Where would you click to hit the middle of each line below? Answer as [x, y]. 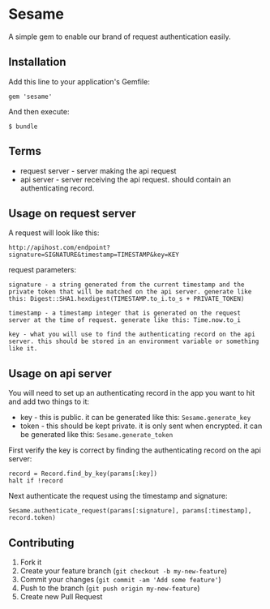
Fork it [31, 562]
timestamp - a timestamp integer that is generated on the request [125, 313]
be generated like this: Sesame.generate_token [96, 435]
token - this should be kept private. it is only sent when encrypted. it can [141, 426]
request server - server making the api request [98, 170]
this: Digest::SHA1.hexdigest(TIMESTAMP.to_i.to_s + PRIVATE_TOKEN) [126, 299]
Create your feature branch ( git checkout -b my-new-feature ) [124, 571]
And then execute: [39, 111]
